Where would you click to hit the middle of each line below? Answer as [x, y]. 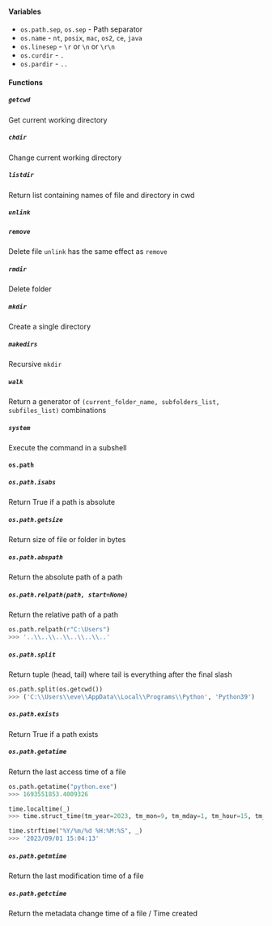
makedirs [23, 344]
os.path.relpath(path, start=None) [68, 595]
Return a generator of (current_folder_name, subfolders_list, [114, 401]
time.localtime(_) [39, 809]
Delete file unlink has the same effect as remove [88, 252]
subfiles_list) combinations [57, 410]
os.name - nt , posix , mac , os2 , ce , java [81, 38]
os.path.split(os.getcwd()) [56, 690]
